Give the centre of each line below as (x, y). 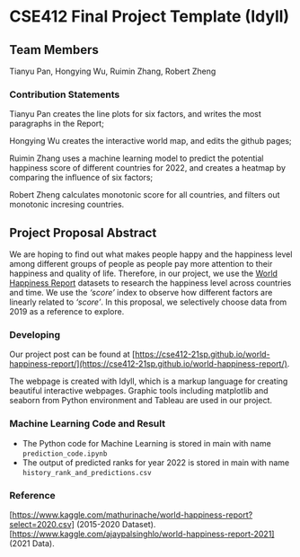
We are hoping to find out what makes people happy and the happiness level (151, 254)
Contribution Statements (65, 94)
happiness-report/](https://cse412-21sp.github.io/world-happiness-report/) (148, 364)
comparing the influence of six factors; (81, 178)
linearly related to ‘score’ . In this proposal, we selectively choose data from (148, 302)
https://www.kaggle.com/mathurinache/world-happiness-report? (132, 515)
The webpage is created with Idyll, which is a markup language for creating (149, 381)
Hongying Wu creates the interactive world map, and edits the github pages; (150, 141)
